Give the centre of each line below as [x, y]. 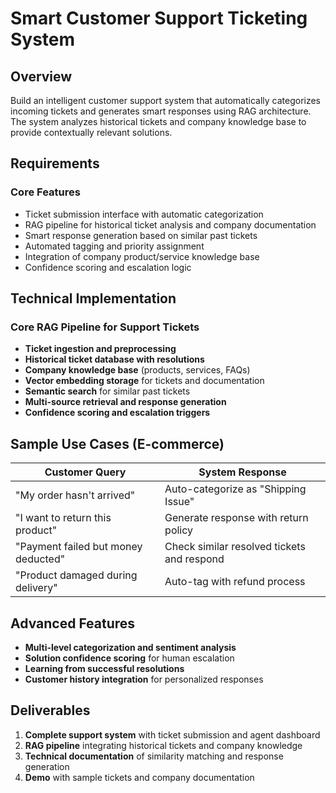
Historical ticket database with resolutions [114, 359]
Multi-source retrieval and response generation [125, 402]
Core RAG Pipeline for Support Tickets [105, 327]
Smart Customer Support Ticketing [159, 18]
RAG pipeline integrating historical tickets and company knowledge [163, 745]
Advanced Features [73, 623]
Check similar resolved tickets [235, 547]
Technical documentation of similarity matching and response [154, 756]
